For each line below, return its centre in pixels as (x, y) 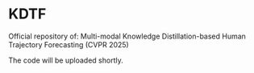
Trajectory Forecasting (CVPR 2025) (69, 44)
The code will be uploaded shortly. (66, 60)
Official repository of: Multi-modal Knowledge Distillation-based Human (127, 36)
